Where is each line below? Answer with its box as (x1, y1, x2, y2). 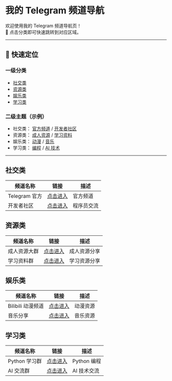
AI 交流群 (8, 367, 30, 374)
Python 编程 (72, 357, 101, 365)
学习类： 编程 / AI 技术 (12, 145, 60, 151)
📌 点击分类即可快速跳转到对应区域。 (5, 29, 82, 35)
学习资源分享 (69, 257, 101, 264)
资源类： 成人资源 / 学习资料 (12, 132, 73, 138)
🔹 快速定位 (5, 50, 38, 59)
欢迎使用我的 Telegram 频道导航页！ (5, 23, 82, 29)
